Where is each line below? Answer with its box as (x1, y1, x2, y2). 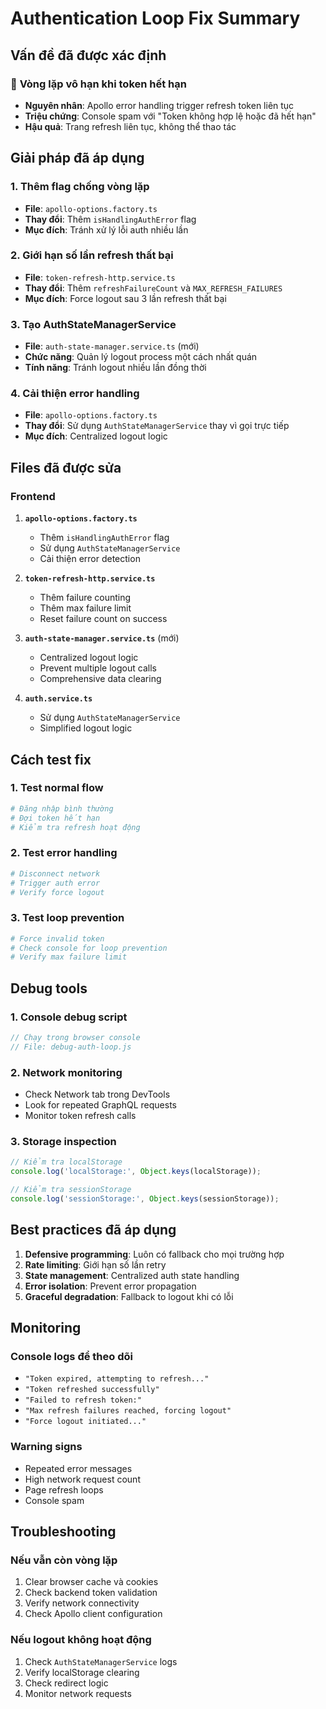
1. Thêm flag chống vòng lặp (10, 180, 150, 194)
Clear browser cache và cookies (24, 1576, 159, 1588)
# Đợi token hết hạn (10, 813, 101, 823)
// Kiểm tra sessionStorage (10, 1185, 132, 1195)
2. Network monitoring (10, 1065, 123, 1079)
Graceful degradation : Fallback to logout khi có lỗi (24, 1290, 234, 1302)
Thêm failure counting (39, 592, 132, 604)
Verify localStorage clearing (24, 1666, 140, 1678)
